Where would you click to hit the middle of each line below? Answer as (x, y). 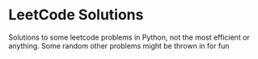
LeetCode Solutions (76, 15)
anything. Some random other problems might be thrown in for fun (119, 45)
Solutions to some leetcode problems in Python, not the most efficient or (129, 37)
